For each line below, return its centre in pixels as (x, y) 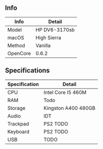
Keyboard (19, 132)
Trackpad (18, 124)
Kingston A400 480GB (69, 108)
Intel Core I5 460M (65, 92)
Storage (16, 108)
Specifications (27, 70)
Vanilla (43, 45)
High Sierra (48, 37)
